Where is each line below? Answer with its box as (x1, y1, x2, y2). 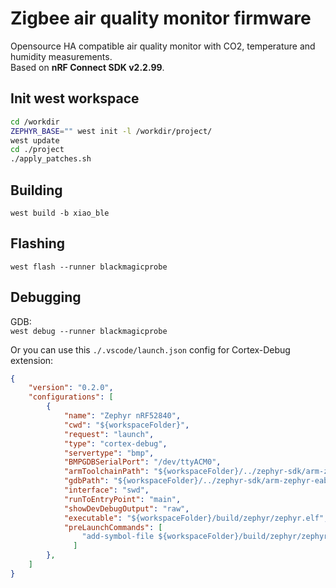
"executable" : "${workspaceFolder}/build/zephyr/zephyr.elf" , (63, 513, 329, 523)
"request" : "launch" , (63, 429, 155, 439)
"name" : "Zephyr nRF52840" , (63, 411, 182, 421)
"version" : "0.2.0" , (28, 383, 114, 393)
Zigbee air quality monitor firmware (10, 7, 312, 30)
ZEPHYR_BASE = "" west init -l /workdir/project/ (10, 126, 213, 136)
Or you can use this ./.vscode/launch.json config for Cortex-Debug (10, 343, 291, 356)
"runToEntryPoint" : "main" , (63, 494, 182, 504)
